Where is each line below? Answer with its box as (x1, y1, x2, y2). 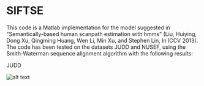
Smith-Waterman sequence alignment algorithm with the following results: (6, 49, 193, 57)
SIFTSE (6, 4, 44, 18)
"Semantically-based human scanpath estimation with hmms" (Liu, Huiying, (6, 30, 197, 37)
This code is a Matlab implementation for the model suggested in (6, 24, 170, 31)
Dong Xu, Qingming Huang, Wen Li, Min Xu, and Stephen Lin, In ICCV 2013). (6, 37, 198, 44)
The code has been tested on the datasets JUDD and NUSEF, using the (6, 43, 186, 51)
